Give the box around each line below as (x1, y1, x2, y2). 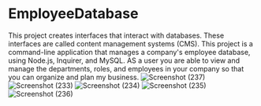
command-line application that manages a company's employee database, (8, 47, 251, 57)
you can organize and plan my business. (8, 72, 140, 82)
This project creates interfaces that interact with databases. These (8, 31, 225, 40)
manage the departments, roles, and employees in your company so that (8, 64, 244, 73)
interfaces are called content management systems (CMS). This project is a (8, 38, 254, 48)
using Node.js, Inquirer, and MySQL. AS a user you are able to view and (8, 56, 240, 65)
